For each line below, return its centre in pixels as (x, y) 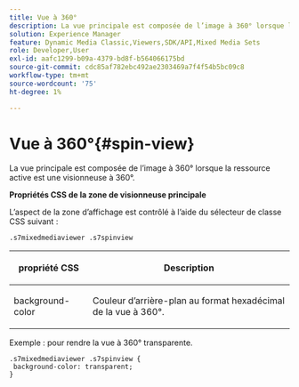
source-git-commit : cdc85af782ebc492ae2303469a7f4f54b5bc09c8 (127, 68)
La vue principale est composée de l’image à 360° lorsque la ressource (140, 168)
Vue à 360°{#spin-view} (102, 144)
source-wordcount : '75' (53, 84)
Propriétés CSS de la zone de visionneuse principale (108, 195)
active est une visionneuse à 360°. (72, 178)
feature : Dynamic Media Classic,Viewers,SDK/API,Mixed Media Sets (135, 42)
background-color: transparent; (73, 367)
